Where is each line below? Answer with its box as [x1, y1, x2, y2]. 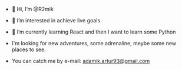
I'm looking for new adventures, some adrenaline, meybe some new [11, 40, 177, 46]
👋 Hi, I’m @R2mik [11, 6, 54, 12]
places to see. [11, 46, 46, 53]
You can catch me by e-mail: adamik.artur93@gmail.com [11, 58, 150, 64]
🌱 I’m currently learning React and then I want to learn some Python [11, 28, 176, 35]
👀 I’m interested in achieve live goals [11, 17, 101, 24]
